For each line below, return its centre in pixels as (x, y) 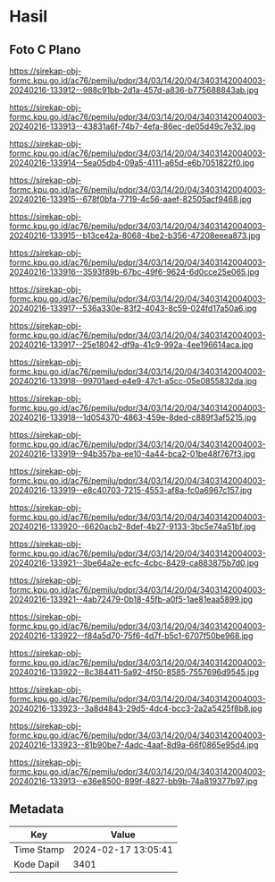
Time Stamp (39, 850)
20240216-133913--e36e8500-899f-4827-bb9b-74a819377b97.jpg (133, 781)
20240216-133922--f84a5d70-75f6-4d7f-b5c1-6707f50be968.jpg (131, 636)
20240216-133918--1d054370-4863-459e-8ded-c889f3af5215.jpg (133, 417)
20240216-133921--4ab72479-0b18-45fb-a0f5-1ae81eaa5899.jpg (131, 599)
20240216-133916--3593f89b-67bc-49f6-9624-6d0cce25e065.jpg (134, 272)
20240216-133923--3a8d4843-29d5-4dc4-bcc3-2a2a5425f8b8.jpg (136, 708)
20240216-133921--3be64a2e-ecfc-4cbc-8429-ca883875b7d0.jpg (134, 563)
